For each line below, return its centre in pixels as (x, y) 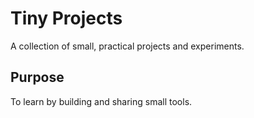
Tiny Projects (66, 18)
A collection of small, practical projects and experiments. (127, 46)
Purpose (37, 77)
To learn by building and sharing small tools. (101, 101)
